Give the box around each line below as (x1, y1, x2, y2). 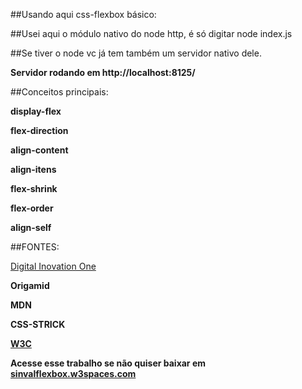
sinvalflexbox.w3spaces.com (10, 368, 137, 379)
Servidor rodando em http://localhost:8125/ (10, 67, 196, 78)
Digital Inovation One (10, 260, 97, 272)
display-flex (10, 105, 62, 117)
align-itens (10, 164, 57, 175)
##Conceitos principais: (10, 86, 109, 98)
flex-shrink (10, 183, 58, 194)
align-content (10, 144, 69, 156)
